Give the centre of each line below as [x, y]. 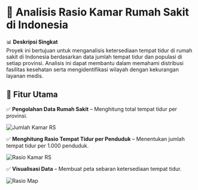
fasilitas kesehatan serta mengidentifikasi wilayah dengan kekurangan [93, 69]
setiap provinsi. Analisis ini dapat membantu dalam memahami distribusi [95, 63]
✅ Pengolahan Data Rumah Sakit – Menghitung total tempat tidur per [92, 109]
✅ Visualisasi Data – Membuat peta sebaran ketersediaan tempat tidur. [94, 168]
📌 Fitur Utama [32, 95]
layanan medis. [25, 76]
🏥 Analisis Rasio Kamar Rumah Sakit [98, 12]
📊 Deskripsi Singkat [32, 42]
